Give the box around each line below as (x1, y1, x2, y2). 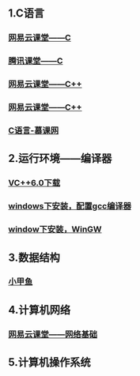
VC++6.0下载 (8, 178, 61, 189)
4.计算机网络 (8, 303, 71, 317)
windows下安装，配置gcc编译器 (8, 201, 132, 212)
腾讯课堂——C (8, 55, 63, 66)
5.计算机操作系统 (8, 355, 91, 369)
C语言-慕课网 (8, 125, 59, 136)
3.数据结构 (8, 250, 61, 264)
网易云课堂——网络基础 (8, 329, 97, 340)
